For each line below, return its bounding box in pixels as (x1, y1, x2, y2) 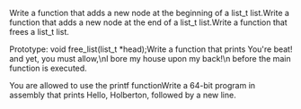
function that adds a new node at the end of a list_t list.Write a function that (9, 17, 288, 28)
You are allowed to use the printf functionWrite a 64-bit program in (9, 80, 256, 90)
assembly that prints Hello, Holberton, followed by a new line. (9, 89, 236, 100)
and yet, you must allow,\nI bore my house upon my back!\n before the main (9, 54, 291, 63)
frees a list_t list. (9, 27, 70, 37)
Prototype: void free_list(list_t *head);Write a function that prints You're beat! (9, 44, 293, 54)
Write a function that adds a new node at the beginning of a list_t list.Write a (9, 8, 290, 18)
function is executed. (9, 63, 87, 73)
